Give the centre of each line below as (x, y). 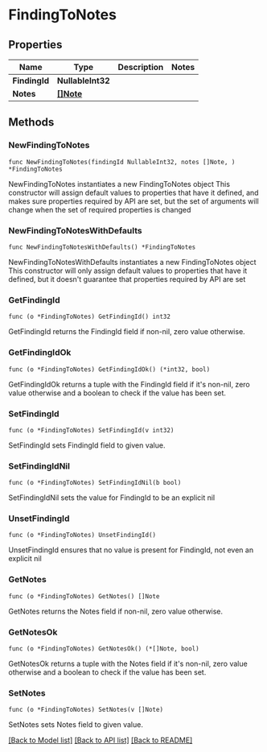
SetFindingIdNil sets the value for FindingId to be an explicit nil (112, 498)
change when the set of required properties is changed (100, 209)
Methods (31, 122)
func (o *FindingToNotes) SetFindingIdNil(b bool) (95, 483)
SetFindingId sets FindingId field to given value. (87, 445)
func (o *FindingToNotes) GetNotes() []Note (84, 596)
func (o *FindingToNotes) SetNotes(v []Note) (86, 710)
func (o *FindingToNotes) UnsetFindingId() (82, 535)
